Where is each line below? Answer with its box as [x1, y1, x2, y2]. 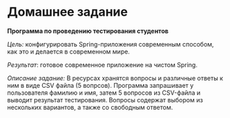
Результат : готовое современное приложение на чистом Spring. [7, 60, 198, 69]
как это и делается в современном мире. [7, 47, 130, 56]
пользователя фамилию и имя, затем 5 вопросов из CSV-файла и [7, 88, 201, 97]
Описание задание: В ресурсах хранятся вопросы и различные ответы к [7, 73, 223, 82]
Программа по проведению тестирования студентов [7, 27, 169, 35]
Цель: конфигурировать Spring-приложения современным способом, [7, 40, 214, 48]
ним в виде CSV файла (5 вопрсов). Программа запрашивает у [7, 81, 194, 89]
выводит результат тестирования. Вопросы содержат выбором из [7, 95, 204, 104]
